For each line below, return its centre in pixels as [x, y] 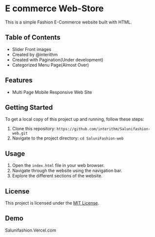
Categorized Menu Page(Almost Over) [50, 65]
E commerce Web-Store [54, 9]
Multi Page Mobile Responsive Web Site [52, 92]
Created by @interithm [35, 54]
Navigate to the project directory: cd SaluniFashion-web [68, 138]
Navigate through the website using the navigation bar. [67, 171]
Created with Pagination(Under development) [58, 60]
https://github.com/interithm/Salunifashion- [103, 129]
